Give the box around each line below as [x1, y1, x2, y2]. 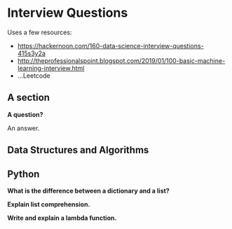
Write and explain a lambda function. [7, 214, 117, 222]
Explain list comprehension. [7, 200, 90, 208]
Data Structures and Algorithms [7, 144, 149, 156]
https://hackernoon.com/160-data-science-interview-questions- [17, 41, 205, 50]
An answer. [7, 124, 40, 132]
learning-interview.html [17, 64, 85, 72]
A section [7, 92, 50, 104]
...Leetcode [17, 71, 50, 80]
